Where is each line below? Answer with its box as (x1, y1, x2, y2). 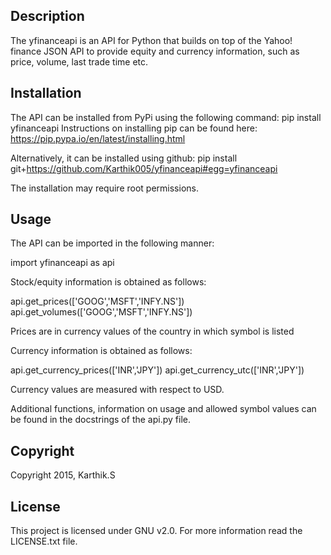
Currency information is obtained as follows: (10, 345, 193, 357)
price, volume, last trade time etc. (10, 55, 149, 68)
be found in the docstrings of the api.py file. (10, 414, 191, 426)
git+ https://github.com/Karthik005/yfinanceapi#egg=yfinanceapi (10, 162, 278, 174)
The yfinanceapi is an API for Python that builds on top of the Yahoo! (10, 34, 293, 46)
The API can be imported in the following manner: (10, 237, 215, 249)
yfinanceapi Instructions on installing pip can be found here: (10, 122, 258, 134)
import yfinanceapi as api (10, 257, 115, 269)
